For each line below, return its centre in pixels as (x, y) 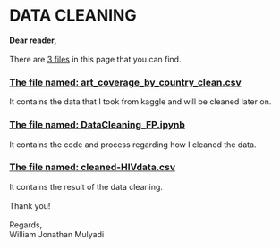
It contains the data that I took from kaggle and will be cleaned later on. (140, 102)
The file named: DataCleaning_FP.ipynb (98, 125)
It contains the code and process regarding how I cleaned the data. (133, 145)
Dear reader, (33, 40)
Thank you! (30, 205)
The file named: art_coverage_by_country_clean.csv (125, 82)
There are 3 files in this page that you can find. (95, 59)
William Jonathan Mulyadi (57, 234)
